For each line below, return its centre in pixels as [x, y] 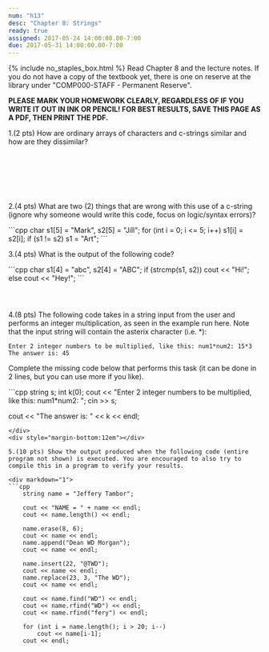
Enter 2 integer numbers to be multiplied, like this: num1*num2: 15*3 [130, 346]
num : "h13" [26, 16]
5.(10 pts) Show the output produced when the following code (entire [128, 452]
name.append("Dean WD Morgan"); [76, 543]
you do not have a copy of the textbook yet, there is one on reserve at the [130, 77]
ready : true [28, 30]
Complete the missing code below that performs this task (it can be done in [132, 368]
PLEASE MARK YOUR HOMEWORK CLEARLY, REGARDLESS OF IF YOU [126, 101]
